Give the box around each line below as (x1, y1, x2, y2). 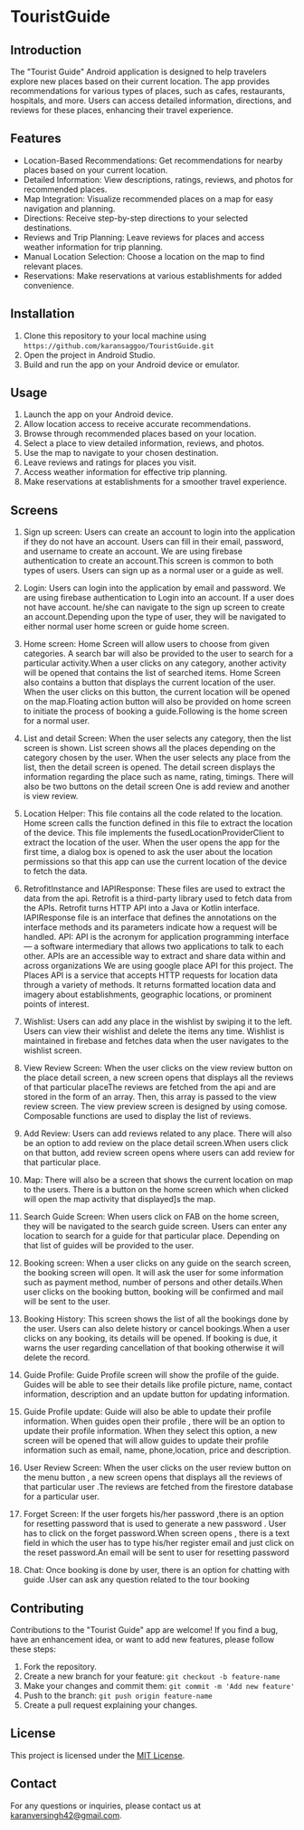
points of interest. (23, 999, 90, 1010)
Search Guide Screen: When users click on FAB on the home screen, (23, 1211, 280, 1222)
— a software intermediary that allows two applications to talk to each (23, 941, 284, 952)
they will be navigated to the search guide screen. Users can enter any (23, 1221, 288, 1232)
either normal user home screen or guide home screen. (23, 621, 230, 632)
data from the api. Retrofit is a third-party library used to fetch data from (23, 893, 293, 904)
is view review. (23, 791, 79, 801)
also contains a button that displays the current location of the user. (23, 677, 276, 688)
